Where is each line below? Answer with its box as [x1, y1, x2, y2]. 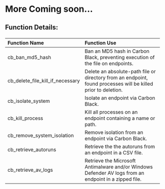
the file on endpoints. [84, 60, 134, 67]
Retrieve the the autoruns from [84, 143, 155, 150]
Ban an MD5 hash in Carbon [84, 48, 150, 55]
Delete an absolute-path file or [84, 68, 156, 75]
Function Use [84, 39, 116, 46]
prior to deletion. [84, 86, 123, 93]
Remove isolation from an [84, 129, 143, 136]
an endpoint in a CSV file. [84, 149, 143, 156]
